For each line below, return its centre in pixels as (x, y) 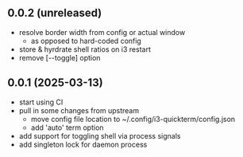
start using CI (41, 102)
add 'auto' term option (67, 128)
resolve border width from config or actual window (102, 32)
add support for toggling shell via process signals (100, 135)
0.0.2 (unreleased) (55, 13)
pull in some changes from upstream (79, 110)
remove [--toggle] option (60, 57)
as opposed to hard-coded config (86, 41)
